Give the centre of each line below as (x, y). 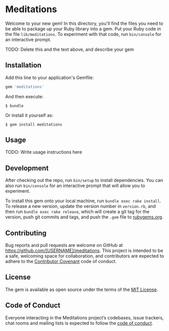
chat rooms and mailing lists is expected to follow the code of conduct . (79, 323)
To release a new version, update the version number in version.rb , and (81, 206)
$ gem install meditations (34, 124)
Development (27, 168)
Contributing (26, 233)
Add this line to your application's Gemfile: (49, 78)
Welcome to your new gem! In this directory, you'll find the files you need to (84, 23)
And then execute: (24, 96)
